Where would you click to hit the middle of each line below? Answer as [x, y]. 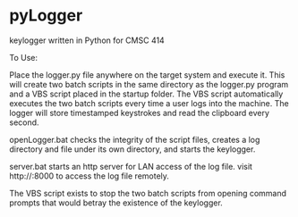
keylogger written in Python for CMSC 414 [87, 40]
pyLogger [46, 16]
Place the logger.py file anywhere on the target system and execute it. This [147, 75]
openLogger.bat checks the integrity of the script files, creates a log [135, 139]
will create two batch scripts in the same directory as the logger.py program [149, 84]
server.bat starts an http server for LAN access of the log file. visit [131, 166]
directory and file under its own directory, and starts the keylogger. [132, 149]
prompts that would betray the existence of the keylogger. [116, 203]
